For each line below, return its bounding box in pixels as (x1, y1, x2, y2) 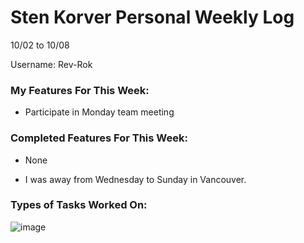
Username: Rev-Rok (10, 58, 93, 70)
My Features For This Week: (10, 83, 150, 97)
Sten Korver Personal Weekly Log (10, 6, 295, 29)
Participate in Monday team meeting (24, 106, 175, 118)
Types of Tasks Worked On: (10, 198, 148, 212)
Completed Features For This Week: (10, 131, 188, 145)
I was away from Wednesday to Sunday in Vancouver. (24, 173, 247, 185)
